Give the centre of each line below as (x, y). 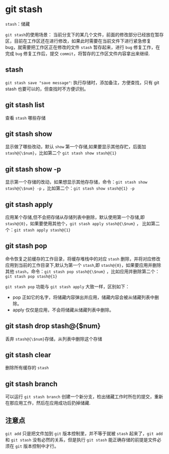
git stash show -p (33, 169)
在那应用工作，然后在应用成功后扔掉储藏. (48, 403)
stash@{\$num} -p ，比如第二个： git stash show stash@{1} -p (70, 188)
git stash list (25, 105)
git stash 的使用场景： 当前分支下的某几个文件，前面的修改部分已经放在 (80, 34)
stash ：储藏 (18, 24)
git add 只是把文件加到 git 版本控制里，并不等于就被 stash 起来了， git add (84, 434)
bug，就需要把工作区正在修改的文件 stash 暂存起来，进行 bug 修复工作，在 (83, 47)
